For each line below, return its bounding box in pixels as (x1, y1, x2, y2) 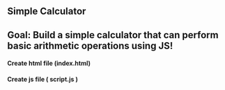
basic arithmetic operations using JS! (7, 39, 173, 51)
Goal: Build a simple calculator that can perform (7, 29, 219, 41)
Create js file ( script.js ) (7, 75, 78, 83)
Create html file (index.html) (7, 59, 91, 68)
